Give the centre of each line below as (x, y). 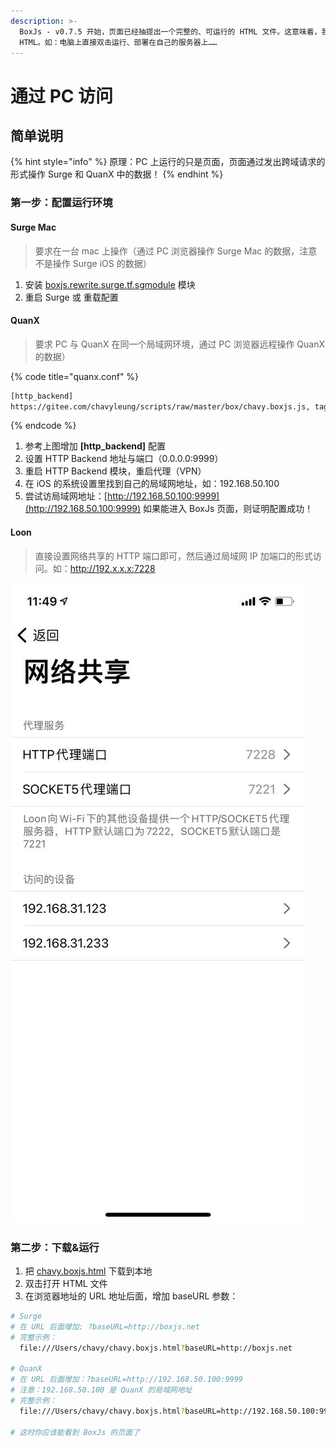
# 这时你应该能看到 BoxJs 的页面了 (75, 1432)
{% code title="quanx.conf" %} (75, 376)
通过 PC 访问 (62, 96)
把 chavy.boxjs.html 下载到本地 (88, 1271)
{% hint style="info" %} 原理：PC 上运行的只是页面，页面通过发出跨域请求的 (168, 162)
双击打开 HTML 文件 (66, 1283)
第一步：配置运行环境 (61, 203)
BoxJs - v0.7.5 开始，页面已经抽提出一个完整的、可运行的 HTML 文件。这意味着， (170, 31)
